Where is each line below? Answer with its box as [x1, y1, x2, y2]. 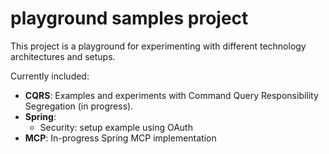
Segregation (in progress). [24, 100, 134, 112]
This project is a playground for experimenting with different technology [10, 40, 307, 52]
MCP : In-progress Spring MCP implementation [24, 132, 217, 144]
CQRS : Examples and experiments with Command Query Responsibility [24, 89, 319, 101]
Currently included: [10, 70, 90, 82]
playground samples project [10, 7, 249, 30]
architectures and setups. [10, 50, 116, 62]
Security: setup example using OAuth [39, 121, 193, 133]
